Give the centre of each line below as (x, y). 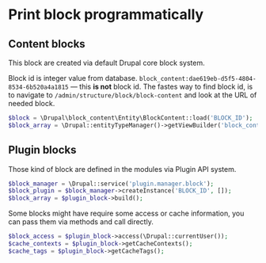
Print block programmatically (106, 15)
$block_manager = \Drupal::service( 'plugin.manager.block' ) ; (111, 184)
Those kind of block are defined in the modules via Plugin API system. (122, 169)
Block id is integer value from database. (73, 78)
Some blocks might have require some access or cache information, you (126, 213)
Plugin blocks (42, 150)
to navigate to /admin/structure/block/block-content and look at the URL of (133, 95)
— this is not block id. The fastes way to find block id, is (161, 86)
